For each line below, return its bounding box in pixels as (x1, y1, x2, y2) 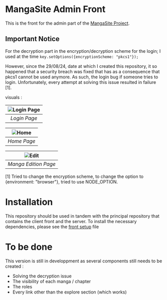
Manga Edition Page (8, 160, 56, 167)
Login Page (10, 115, 38, 122)
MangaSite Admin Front (5, 4, 106, 15)
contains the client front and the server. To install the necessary (5, 218, 137, 224)
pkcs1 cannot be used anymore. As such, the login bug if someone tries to (5, 74, 158, 80)
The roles (12, 283, 33, 289)
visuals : (5, 94, 23, 100)
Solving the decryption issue (12, 273, 72, 279)
